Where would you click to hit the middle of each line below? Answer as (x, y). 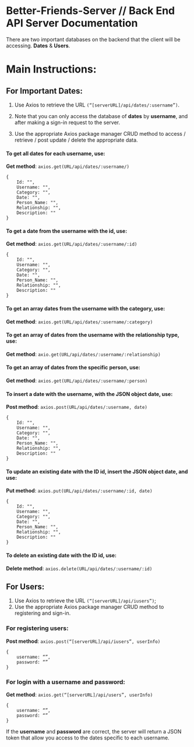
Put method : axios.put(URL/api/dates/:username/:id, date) (79, 491)
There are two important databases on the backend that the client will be (93, 39)
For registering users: (37, 628)
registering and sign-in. (43, 613)
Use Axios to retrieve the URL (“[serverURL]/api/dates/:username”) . (97, 105)
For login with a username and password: (66, 681)
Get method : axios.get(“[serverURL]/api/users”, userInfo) (80, 694)
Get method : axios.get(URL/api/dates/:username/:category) (80, 321)
